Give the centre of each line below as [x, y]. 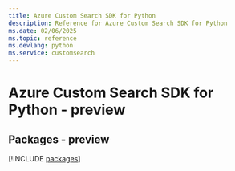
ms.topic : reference [43, 38]
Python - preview [67, 110]
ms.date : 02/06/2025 [43, 31]
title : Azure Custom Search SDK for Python [82, 16]
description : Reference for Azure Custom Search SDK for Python [118, 23]
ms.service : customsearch [51, 53]
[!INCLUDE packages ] [45, 159]
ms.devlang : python [41, 46]
